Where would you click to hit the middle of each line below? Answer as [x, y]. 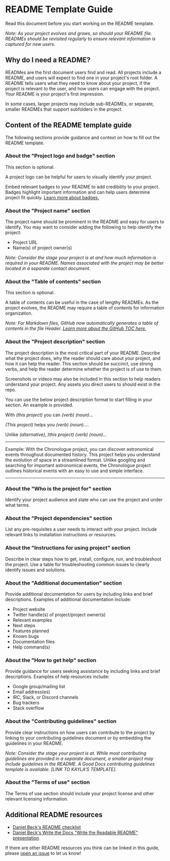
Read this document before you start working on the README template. [80, 23]
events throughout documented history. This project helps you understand [83, 454]
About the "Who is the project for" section [58, 488]
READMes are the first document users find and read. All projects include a [83, 72]
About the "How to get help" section [51, 660]
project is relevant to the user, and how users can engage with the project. [83, 88]
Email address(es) [31, 692]
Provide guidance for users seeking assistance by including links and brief [83, 671]
